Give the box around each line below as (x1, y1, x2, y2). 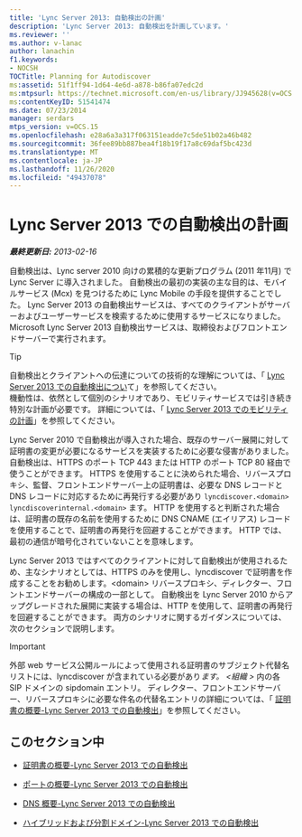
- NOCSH (9, 64, 39, 73)
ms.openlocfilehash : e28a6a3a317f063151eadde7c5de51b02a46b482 (9, 131, 252, 140)
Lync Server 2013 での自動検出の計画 (9, 214, 288, 235)
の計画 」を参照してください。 (9, 415, 120, 426)
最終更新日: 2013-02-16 (9, 246, 97, 258)
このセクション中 (9, 734, 105, 749)
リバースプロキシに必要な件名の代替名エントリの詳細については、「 (24, 693, 273, 705)
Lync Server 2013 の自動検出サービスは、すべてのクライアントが (26, 299, 268, 310)
